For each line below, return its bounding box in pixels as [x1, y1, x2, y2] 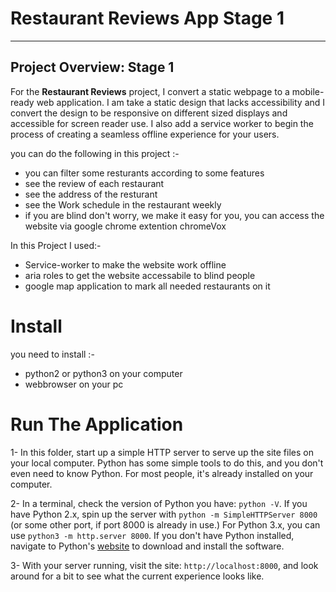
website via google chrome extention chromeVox [24, 220, 227, 232]
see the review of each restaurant [24, 177, 165, 189]
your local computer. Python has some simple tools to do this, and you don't [10, 457, 324, 469]
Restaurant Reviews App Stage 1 [10, 7, 285, 30]
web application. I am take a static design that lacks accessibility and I [36, 96, 326, 108]
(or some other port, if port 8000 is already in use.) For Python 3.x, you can [10, 518, 321, 531]
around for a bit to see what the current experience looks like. [10, 570, 265, 582]
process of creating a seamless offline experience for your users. [10, 128, 280, 140]
